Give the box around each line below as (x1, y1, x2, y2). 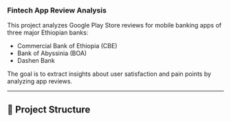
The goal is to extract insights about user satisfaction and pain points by (7, 70, 212, 78)
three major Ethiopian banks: (7, 28, 89, 37)
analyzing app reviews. (7, 77, 73, 85)
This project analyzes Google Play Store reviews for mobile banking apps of (7, 21, 222, 30)
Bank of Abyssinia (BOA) (16, 49, 87, 57)
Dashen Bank (16, 57, 55, 65)
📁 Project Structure (7, 103, 91, 115)
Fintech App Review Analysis (7, 6, 107, 15)
